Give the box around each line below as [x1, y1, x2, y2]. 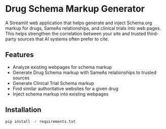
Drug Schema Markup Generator [5, 3, 145, 15]
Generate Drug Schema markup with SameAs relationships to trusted [12, 69, 157, 75]
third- [147, 30, 159, 36]
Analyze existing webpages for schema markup [12, 64, 112, 70]
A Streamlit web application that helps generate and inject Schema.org [5, 20, 152, 26]
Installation [5, 106, 41, 114]
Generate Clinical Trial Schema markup [12, 80, 95, 86]
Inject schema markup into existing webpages [12, 91, 109, 97]
